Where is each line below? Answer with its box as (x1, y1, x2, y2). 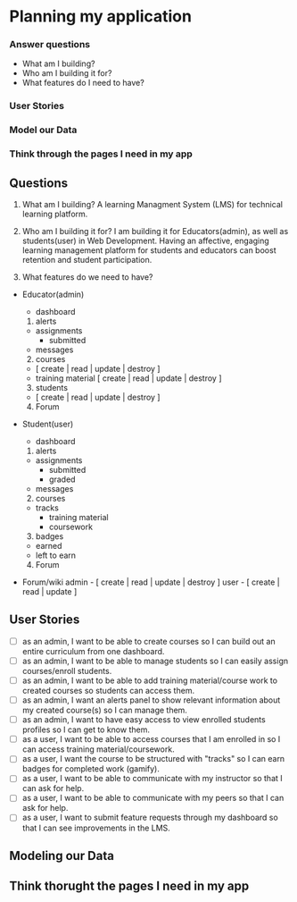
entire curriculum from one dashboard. (21, 645, 165, 656)
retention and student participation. (21, 255, 153, 266)
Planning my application (9, 6, 192, 27)
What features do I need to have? (21, 78, 144, 89)
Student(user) (21, 418, 74, 430)
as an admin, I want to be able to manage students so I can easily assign (21, 655, 289, 666)
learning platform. (21, 208, 88, 220)
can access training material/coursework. (21, 744, 176, 754)
